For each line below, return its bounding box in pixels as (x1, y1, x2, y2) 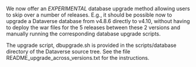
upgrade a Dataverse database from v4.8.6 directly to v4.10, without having (6, 18, 190, 24)
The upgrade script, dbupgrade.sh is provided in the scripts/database (6, 42, 177, 49)
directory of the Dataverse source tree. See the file (6, 48, 131, 55)
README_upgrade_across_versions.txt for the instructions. (6, 55, 150, 61)
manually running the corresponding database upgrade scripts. (6, 30, 161, 37)
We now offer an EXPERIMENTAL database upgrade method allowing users (6, 5, 190, 12)
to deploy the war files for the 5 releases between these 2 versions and (6, 24, 181, 31)
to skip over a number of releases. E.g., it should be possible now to (6, 11, 172, 18)
